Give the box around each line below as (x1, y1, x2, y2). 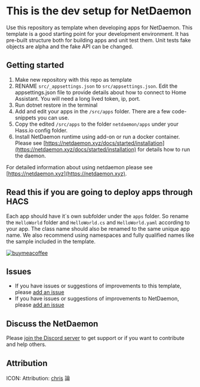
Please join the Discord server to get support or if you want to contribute (6, 335, 185, 342)
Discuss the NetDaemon (6, 318, 99, 329)
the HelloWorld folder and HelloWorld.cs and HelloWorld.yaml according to (6, 219, 190, 226)
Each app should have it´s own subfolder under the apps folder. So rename (6, 212, 189, 219)
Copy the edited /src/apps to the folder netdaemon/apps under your (14, 120, 179, 128)
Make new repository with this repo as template (14, 76, 133, 83)
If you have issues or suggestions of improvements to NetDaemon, (14, 295, 179, 302)
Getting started (6, 60, 64, 70)
